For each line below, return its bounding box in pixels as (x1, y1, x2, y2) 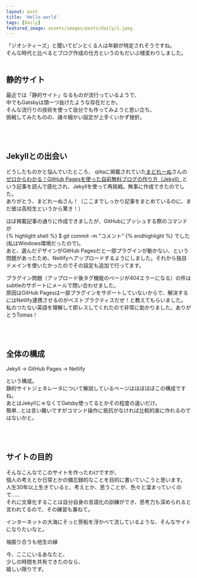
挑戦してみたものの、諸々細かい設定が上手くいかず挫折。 (6, 113, 145, 121)
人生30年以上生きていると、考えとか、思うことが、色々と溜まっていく (6, 484, 177, 491)
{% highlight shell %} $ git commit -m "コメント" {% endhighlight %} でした (6, 232, 190, 239)
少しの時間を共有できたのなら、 (6, 558, 84, 565)
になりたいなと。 (6, 525, 48, 533)
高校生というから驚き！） (21, 205, 84, 212)
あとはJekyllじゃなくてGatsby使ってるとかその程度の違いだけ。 (6, 399, 161, 406)
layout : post (6, 8, 38, 15)
